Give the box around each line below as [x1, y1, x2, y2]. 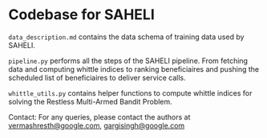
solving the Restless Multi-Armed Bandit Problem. [8, 97, 172, 106]
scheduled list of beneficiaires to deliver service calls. [8, 73, 186, 82]
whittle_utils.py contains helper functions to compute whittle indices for [8, 88, 253, 97]
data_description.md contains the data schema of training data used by [8, 32, 245, 41]
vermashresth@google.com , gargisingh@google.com [8, 120, 185, 130]
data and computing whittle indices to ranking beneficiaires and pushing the [8, 64, 260, 73]
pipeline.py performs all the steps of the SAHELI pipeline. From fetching [8, 56, 249, 65]
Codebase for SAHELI [8, 6, 155, 24]
